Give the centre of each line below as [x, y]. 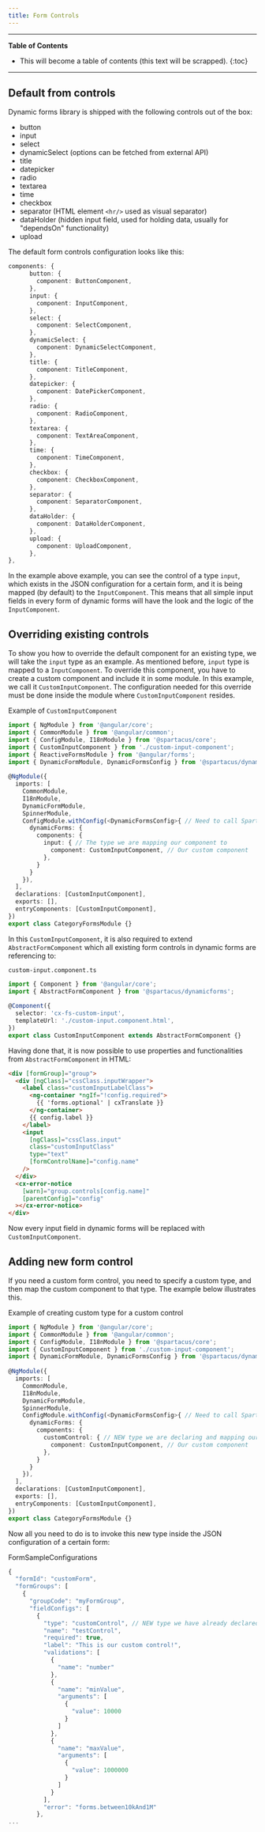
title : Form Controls [44, 15]
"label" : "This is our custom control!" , [112, 1645]
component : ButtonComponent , [84, 282]
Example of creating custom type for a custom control [96, 1312]
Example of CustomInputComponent [63, 711]
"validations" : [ [72, 1653]
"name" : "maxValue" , [91, 1748]
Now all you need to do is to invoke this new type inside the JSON [115, 1533]
